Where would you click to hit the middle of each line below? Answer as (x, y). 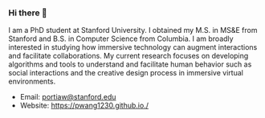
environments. (32, 81)
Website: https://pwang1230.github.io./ (84, 106)
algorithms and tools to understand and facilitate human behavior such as (130, 64)
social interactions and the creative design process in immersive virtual (126, 73)
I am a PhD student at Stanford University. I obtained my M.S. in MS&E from (133, 31)
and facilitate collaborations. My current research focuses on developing (128, 56)
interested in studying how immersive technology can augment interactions (133, 47)
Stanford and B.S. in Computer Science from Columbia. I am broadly (121, 39)
